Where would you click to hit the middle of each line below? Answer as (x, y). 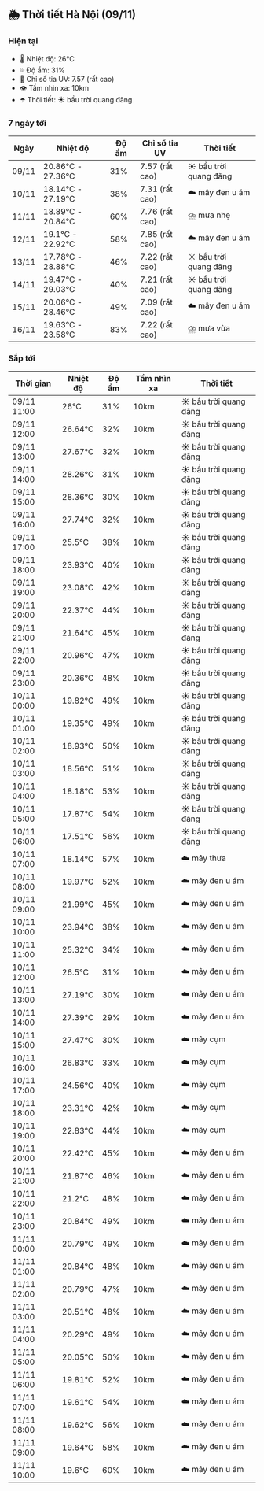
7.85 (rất (156, 234)
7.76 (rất (156, 211)
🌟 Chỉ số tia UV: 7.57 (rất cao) (67, 79)
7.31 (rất (156, 189)
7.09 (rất (156, 302)
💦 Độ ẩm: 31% (42, 70)
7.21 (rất (156, 279)
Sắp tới (22, 358)
